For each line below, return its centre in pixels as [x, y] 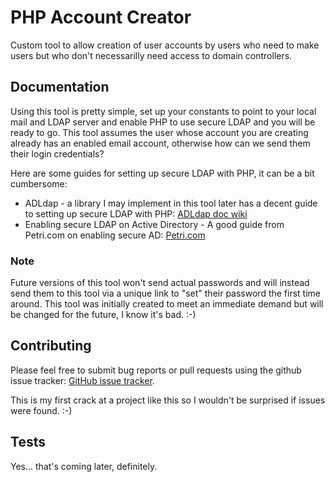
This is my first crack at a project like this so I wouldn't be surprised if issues [168, 400]
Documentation [60, 87]
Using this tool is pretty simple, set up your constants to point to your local [163, 111]
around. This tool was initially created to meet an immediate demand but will [167, 304]
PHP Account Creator [101, 17]
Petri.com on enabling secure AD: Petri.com [115, 235]
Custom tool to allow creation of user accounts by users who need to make [165, 45]
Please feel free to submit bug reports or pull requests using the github [156, 370]
